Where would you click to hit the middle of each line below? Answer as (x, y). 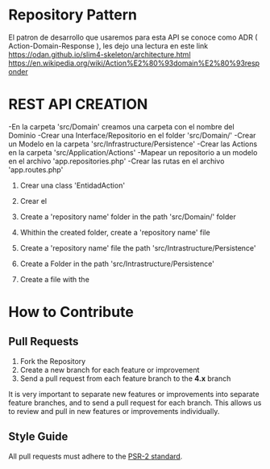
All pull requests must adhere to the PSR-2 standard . (96, 456)
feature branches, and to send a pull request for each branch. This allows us (135, 403)
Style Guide (38, 437)
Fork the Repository (53, 361)
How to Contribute (71, 312)
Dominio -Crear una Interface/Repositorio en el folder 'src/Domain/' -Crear (132, 135)
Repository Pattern (73, 15)
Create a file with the (55, 279)
